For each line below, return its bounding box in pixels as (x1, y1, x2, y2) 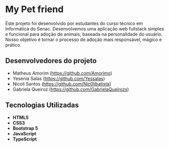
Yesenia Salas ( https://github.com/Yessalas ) (12, 75, 105, 82)
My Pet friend (5, 4, 64, 15)
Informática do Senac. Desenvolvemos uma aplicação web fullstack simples (5, 25, 164, 31)
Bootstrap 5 (12, 125, 38, 131)
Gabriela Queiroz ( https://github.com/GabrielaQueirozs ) (12, 86, 129, 92)
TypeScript (12, 136, 37, 142)
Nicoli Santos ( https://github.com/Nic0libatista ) (12, 81, 112, 87)
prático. (5, 42, 22, 48)
